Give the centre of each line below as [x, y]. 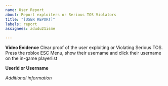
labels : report [21, 24]
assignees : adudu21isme [30, 29]
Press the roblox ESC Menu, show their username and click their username [83, 53]
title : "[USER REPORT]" [30, 19]
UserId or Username [27, 68]
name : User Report [25, 10]
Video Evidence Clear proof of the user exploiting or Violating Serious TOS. [84, 48]
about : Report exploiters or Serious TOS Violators [61, 15]
